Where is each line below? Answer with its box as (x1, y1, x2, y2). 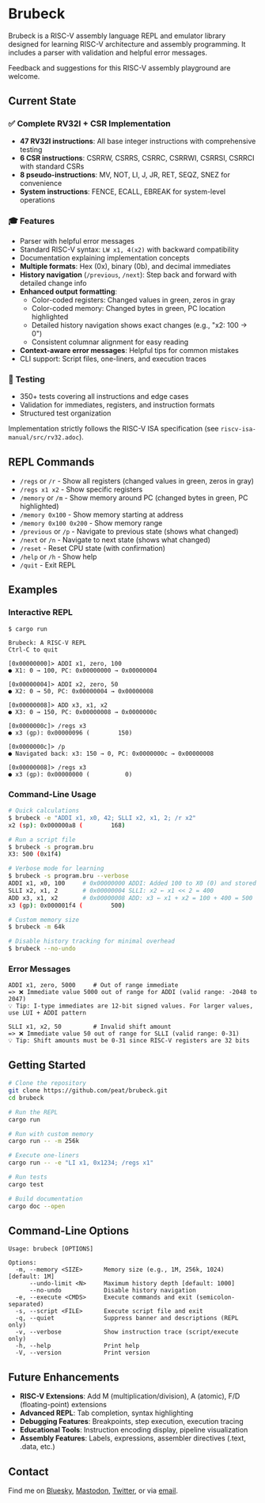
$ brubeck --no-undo (8, 945, 77, 953)
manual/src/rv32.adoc (8, 434, 80, 442)
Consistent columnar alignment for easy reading (31, 337, 189, 347)
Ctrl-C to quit (8, 646, 59, 654)
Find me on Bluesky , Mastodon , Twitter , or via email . (8, 1486, 179, 1495)
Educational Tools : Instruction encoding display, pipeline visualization (19, 1425, 248, 1435)
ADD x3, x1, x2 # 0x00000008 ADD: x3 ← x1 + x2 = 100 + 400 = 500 (8, 894, 253, 902)
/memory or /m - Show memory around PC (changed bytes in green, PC (19, 493, 248, 503)
